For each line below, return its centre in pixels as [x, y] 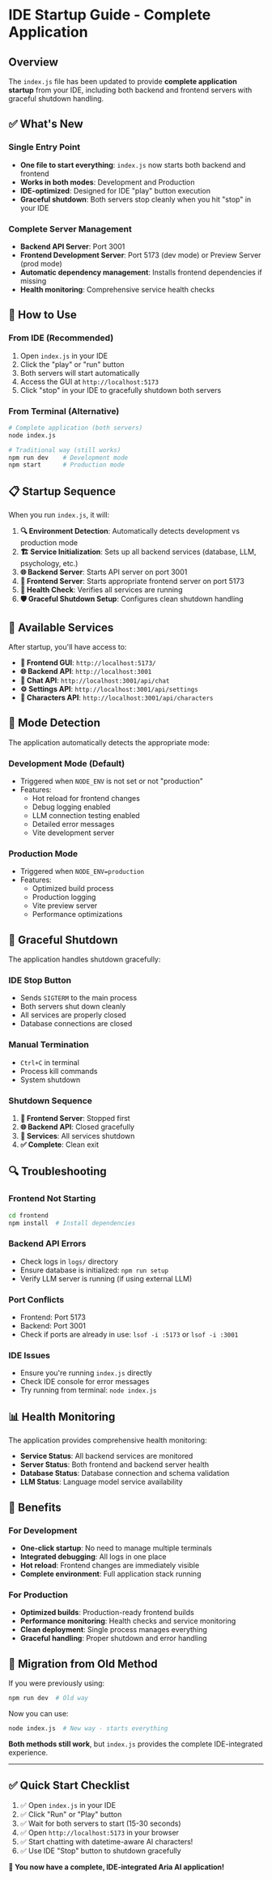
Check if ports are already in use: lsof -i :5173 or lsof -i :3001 [129, 1335]
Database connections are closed [76, 1024]
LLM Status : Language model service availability [102, 1482]
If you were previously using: [57, 1683]
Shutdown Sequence [51, 1101]
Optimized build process [73, 889]
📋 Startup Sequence [62, 491]
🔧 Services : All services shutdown [77, 1136]
